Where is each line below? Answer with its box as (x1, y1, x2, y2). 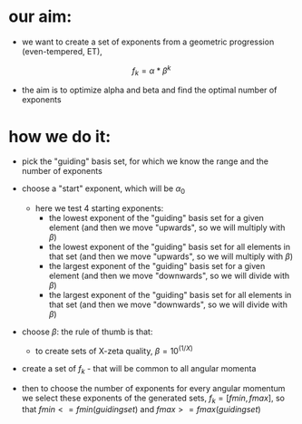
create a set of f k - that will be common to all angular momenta (21, 362, 257, 376)
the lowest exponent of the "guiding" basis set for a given (48, 213, 265, 224)
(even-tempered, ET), (21, 45, 103, 56)
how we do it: (8, 126, 112, 147)
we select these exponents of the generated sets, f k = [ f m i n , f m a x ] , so (21, 392, 285, 405)
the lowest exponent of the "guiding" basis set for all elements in (48, 242, 291, 253)
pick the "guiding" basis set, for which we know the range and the (21, 156, 269, 167)
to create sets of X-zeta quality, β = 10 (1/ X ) (34, 344, 194, 356)
